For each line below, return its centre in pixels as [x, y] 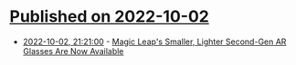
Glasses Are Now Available [73, 51]
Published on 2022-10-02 [110, 17]
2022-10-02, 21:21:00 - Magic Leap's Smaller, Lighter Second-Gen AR [154, 42]
